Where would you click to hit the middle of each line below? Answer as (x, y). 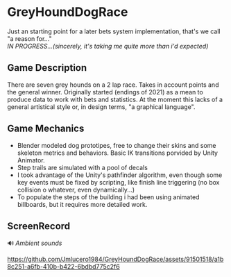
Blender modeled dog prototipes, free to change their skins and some (117, 145)
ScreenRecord (39, 226)
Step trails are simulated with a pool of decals (82, 167)
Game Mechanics (46, 129)
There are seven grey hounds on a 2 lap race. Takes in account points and (113, 85)
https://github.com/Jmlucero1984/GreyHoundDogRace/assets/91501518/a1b (115, 259)
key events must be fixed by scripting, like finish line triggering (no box (118, 182)
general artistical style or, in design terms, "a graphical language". (101, 107)
